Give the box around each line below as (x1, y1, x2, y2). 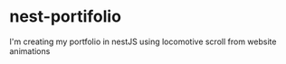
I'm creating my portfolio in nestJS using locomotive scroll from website (9, 36, 277, 47)
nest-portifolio (9, 6, 122, 27)
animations (9, 45, 51, 56)
